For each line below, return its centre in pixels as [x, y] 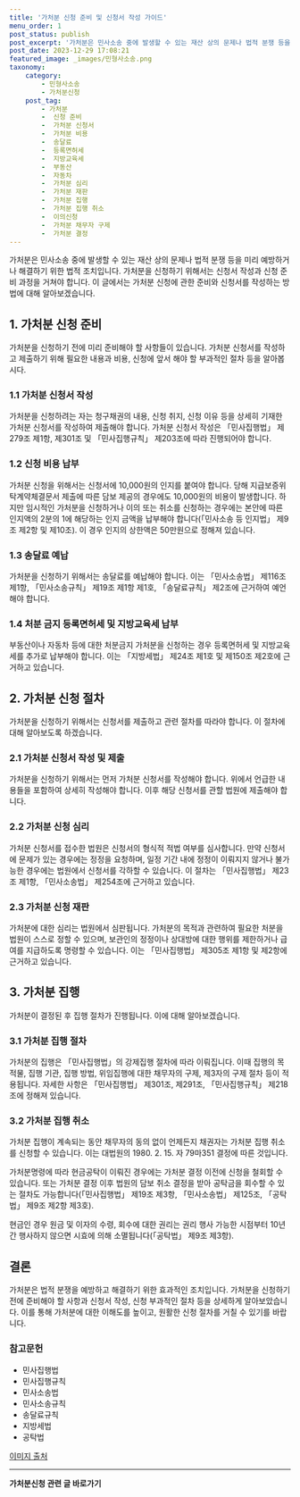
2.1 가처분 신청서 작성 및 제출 [67, 758]
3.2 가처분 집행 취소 [49, 1121]
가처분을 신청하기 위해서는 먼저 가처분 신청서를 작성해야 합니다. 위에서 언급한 [143, 779]
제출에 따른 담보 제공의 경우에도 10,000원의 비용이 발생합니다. [170, 496]
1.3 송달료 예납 [39, 555]
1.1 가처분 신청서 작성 [51, 396]
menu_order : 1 [36, 26]
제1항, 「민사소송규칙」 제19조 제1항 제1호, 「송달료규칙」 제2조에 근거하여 [140, 588]
